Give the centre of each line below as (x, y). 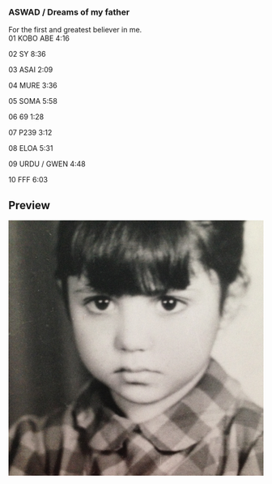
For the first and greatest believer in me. (75, 30)
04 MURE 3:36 (33, 86)
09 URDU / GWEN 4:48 (47, 164)
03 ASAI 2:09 (31, 70)
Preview (30, 205)
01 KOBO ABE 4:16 (39, 38)
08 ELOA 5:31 (31, 148)
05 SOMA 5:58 (33, 101)
